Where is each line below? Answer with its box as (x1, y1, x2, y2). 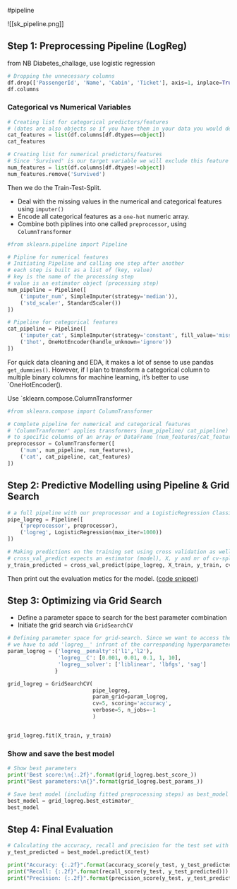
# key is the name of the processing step (7, 273, 134, 281)
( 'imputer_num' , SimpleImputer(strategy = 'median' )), (20, 293, 178, 300)
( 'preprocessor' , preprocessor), (20, 522, 119, 529)
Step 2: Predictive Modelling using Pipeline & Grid (7, 480, 230, 492)
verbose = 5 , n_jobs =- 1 (92, 707, 157, 714)
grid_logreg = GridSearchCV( (7, 680, 93, 688)
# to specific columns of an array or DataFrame (7, 434, 153, 441)
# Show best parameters (7, 765, 78, 772)
